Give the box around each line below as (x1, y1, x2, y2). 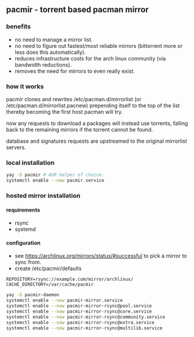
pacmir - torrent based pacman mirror (6, 5, 149, 15)
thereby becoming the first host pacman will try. (6, 108, 123, 115)
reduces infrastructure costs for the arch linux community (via (14, 54, 166, 62)
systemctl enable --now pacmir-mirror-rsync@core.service (6, 308, 152, 314)
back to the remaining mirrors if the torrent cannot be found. (6, 126, 153, 133)
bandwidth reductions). (14, 61, 72, 68)
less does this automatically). (14, 49, 86, 56)
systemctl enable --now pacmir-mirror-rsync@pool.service (6, 303, 152, 309)
